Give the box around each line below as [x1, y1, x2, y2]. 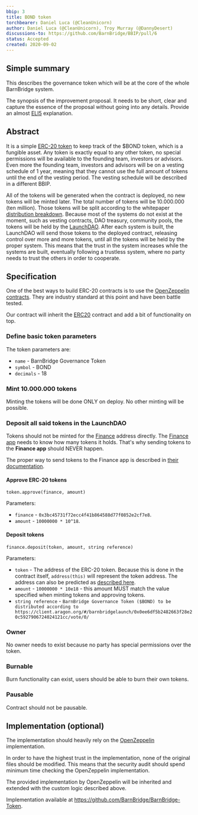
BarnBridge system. [6, 85, 54, 92]
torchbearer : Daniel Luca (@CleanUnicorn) [6, 20, 112, 25]
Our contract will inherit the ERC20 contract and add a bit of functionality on [6, 311, 191, 318]
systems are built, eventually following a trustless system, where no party [6, 248, 185, 255]
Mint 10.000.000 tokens [6, 384, 77, 393]
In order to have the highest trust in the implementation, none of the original [6, 755, 190, 762]
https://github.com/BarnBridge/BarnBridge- [74, 796, 180, 803]
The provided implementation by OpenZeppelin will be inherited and [6, 778, 172, 785]
